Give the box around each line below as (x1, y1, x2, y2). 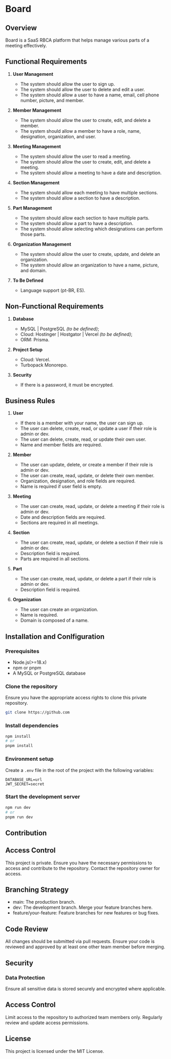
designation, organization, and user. (20, 133, 96, 139)
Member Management (12, 107, 61, 113)
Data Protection (5, 974, 45, 981)
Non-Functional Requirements (5, 302, 104, 311)
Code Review (5, 925, 49, 933)
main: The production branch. (12, 899, 76, 905)
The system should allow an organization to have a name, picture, (20, 262, 159, 268)
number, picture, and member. (20, 97, 84, 103)
